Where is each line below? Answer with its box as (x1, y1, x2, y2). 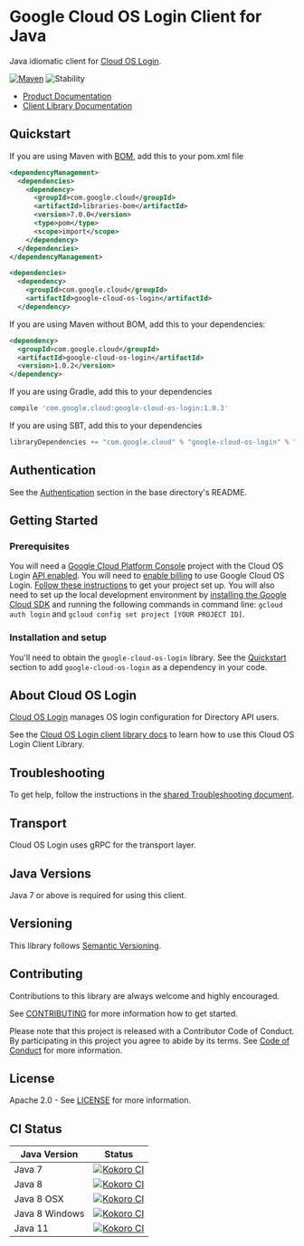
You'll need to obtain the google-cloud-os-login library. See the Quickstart (9, 652, 287, 663)
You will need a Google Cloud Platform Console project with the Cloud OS (9, 561, 284, 571)
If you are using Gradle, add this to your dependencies (9, 387, 213, 398)
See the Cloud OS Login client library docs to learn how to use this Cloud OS (9, 729, 295, 740)
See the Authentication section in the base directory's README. (9, 486, 247, 497)
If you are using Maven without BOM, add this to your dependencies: (9, 319, 266, 330)
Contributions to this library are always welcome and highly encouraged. (9, 990, 280, 1002)
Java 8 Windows (14, 1207, 85, 1220)
